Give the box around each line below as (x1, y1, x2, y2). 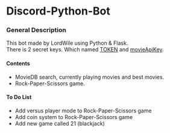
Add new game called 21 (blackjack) (14, 120, 105, 127)
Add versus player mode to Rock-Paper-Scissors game (14, 107, 152, 114)
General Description (6, 26, 66, 34)
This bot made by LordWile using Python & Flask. (6, 39, 128, 47)
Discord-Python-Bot (6, 4, 110, 18)
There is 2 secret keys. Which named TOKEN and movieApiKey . (6, 46, 164, 53)
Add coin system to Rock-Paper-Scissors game (14, 113, 133, 120)
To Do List (6, 94, 32, 101)
